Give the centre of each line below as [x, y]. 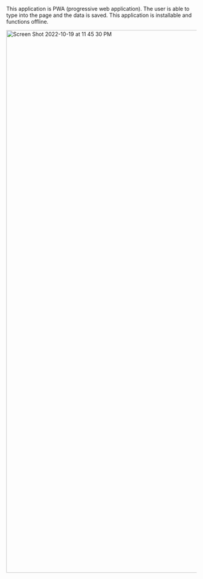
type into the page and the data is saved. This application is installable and [99, 15]
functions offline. [27, 22]
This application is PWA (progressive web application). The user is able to [98, 9]
